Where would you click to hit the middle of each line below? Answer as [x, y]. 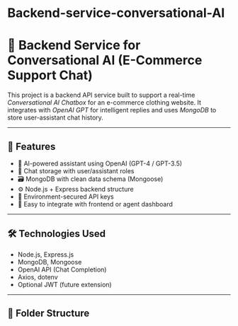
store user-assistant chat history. [56, 117]
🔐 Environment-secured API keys [66, 197]
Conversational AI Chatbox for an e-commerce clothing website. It [104, 103]
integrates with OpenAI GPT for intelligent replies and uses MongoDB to [112, 110]
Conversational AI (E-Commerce [105, 60]
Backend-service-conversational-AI [116, 13]
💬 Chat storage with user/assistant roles [76, 170]
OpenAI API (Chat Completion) [62, 269]
